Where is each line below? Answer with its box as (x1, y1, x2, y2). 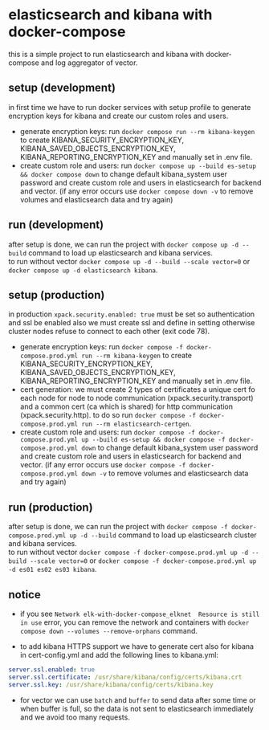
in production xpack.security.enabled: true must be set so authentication (8, 309, 255, 319)
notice (8, 588, 42, 602)
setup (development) (8, 81, 116, 95)
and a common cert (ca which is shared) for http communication (19, 402, 234, 411)
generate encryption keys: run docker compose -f (19, 342, 183, 352)
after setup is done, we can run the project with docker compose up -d (8, 239, 239, 249)
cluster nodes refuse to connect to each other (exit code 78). (8, 327, 210, 336)
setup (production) (8, 288, 105, 302)
